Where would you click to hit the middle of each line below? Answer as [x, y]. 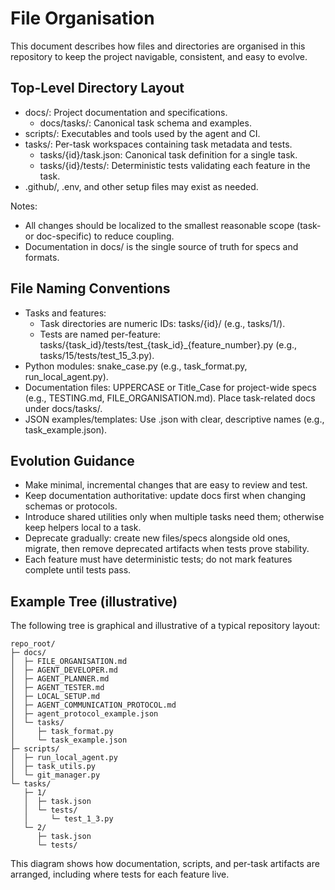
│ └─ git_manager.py [55, 775]
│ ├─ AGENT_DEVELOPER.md [64, 670]
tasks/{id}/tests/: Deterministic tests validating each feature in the [175, 165]
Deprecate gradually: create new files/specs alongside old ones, [157, 538]
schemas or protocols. [71, 506]
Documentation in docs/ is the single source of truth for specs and [161, 246]
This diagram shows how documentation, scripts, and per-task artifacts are [165, 864]
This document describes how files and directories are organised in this [158, 46]
